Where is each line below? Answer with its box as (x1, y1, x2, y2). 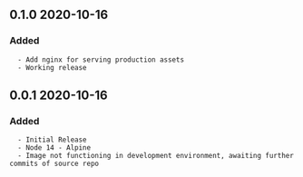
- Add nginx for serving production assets (17, 54, 184, 64)
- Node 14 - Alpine (17, 143, 92, 152)
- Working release (17, 63, 88, 72)
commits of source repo (9, 159, 100, 169)
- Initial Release (17, 135, 88, 144)
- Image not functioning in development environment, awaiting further (17, 152, 295, 161)
